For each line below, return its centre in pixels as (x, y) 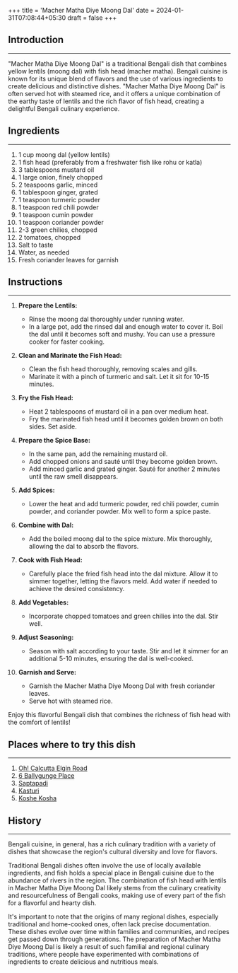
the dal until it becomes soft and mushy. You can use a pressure (122, 334)
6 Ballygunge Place (46, 776)
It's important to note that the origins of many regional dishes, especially (113, 917)
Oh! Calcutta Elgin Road (53, 768)
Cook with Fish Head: (50, 560)
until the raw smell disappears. (73, 477)
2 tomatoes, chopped (49, 237)
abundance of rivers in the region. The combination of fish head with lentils (117, 880)
